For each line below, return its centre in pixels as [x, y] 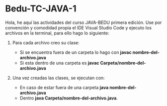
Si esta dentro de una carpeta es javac [59, 63]
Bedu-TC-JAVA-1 [41, 9]
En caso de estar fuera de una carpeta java [64, 87]
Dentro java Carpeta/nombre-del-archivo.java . [69, 98]
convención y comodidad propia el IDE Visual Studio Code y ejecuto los [78, 27]
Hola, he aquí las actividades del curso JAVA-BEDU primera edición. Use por [83, 22]
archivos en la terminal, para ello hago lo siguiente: [57, 33]
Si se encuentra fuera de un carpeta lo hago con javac [76, 52]
